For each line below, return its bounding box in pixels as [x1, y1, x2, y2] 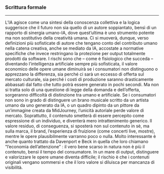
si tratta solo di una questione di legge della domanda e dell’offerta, [5, 87, 141, 93]
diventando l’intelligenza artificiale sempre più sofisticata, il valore [5, 61, 138, 67]
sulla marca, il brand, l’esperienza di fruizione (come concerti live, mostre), [5, 128, 155, 134]
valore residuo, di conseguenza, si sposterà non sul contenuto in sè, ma [5, 123, 150, 129]
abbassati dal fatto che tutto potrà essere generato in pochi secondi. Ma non [5, 82, 159, 88]
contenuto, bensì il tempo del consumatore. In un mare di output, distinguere [5, 149, 159, 155]
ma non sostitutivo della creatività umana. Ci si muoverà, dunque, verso [5, 35, 149, 41]
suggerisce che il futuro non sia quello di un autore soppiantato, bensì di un [5, 25, 157, 31]
